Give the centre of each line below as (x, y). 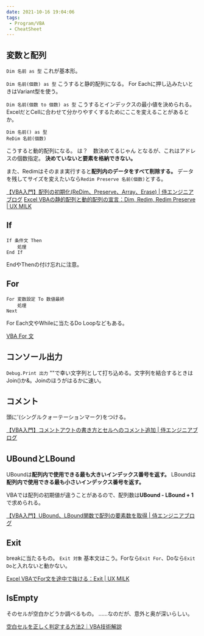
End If (15, 252)
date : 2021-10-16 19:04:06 (40, 12)
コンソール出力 (34, 357)
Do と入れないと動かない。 (39, 565)
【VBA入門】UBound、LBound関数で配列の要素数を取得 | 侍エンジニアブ (98, 515)
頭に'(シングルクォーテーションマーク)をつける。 (68, 417)
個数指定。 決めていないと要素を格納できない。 (76, 158)
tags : (13, 18)
